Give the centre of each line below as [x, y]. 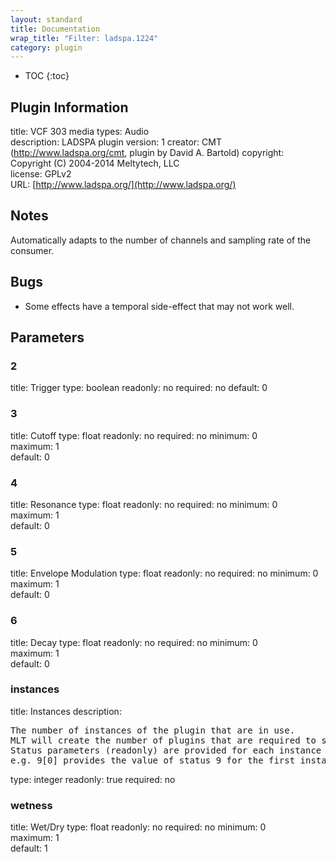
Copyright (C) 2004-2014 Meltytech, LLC [95, 163]
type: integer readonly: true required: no [93, 779]
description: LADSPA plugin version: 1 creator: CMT [116, 142]
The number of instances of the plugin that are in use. [153, 730]
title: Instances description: [66, 711]
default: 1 [29, 848]
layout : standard [46, 19]
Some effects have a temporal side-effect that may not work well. [159, 306]
